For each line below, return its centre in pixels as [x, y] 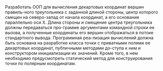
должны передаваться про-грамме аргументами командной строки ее [80, 28]
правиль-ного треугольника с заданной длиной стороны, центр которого [81, 12]
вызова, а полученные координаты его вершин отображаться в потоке [79, 33]
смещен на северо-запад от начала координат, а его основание [72, 17]
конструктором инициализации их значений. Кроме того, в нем [71, 53]
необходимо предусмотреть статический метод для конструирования [79, 58]
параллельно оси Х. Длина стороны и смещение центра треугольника [79, 22]
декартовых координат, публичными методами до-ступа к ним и [73, 48]
